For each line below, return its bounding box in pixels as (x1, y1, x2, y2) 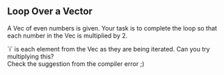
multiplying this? (7, 52, 54, 60)
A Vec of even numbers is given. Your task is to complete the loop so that (7, 24, 218, 32)
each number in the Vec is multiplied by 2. (7, 31, 128, 40)
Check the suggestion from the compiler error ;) (7, 59, 145, 68)
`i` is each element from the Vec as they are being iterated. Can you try (7, 44, 210, 53)
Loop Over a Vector (7, 6, 93, 17)
